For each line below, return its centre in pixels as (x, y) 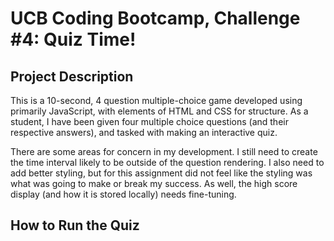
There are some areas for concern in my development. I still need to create (164, 151)
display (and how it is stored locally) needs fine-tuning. (123, 194)
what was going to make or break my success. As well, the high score (154, 183)
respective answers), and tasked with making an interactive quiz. (144, 132)
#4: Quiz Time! (73, 39)
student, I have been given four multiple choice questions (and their (149, 121)
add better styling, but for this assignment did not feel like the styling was (161, 173)
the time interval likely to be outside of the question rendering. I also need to (167, 162)
